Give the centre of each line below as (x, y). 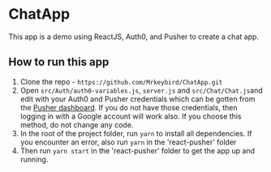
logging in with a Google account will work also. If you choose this (131, 116)
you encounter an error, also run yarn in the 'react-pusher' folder (128, 142)
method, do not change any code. (77, 125)
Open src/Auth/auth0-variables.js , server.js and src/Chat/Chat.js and (142, 90)
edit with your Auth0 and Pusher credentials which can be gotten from (138, 99)
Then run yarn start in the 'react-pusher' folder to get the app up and (138, 150)
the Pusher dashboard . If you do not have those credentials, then (129, 107)
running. (34, 159)
